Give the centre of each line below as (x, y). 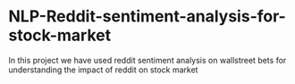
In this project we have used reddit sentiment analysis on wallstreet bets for (147, 60)
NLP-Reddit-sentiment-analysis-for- (147, 17)
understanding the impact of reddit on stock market (103, 70)
